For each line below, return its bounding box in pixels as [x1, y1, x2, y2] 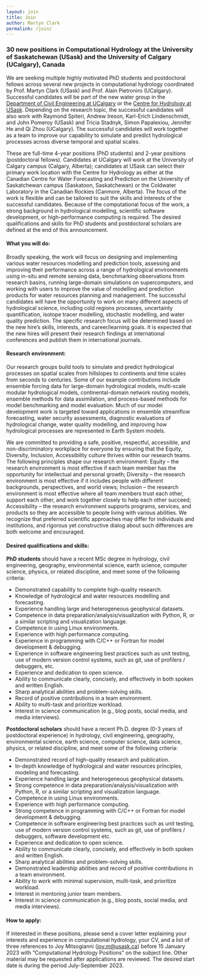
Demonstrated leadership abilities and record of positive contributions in [14, 864, 193, 872]
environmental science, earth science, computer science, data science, [6, 738, 182, 746]
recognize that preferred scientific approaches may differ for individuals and [6, 515, 194, 523]
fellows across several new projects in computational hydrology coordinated [6, 80, 194, 88]
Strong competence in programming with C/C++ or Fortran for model [14, 807, 185, 815]
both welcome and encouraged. [6, 528, 85, 535]
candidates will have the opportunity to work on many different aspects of [6, 298, 188, 305]
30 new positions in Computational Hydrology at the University [6, 46, 193, 54]
